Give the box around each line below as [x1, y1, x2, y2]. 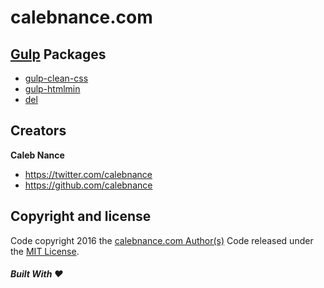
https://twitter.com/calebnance [24, 168, 153, 180]
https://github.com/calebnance [24, 179, 153, 191]
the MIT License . [10, 245, 80, 257]
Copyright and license [10, 208, 152, 225]
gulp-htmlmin [24, 83, 81, 95]
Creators [10, 122, 67, 140]
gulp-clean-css [24, 72, 89, 84]
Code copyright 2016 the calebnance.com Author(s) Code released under [10, 234, 314, 246]
